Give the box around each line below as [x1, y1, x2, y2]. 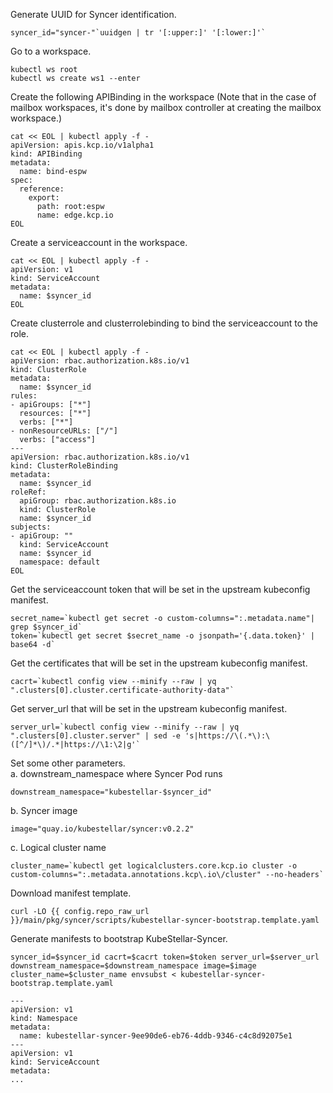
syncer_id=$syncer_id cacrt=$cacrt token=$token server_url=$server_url [10, 952, 320, 962]
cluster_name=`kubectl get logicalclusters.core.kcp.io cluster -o [10, 861, 298, 871]
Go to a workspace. [10, 45, 92, 57]
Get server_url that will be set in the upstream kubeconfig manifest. [10, 703, 288, 714]
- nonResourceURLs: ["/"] [10, 426, 118, 436]
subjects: [10, 522, 52, 532]
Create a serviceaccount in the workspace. [10, 237, 188, 248]
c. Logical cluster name [10, 842, 107, 853]
